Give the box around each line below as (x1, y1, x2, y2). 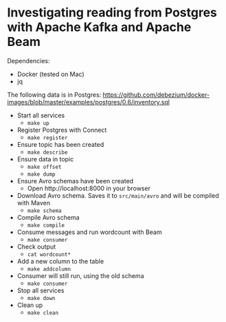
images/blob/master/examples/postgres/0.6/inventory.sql (7, 97, 170, 106)
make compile (27, 222, 65, 229)
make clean (27, 309, 59, 317)
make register (27, 134, 68, 141)
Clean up (16, 301, 43, 309)
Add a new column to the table (16, 257, 104, 265)
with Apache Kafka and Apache (7, 19, 192, 35)
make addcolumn (27, 266, 71, 273)
